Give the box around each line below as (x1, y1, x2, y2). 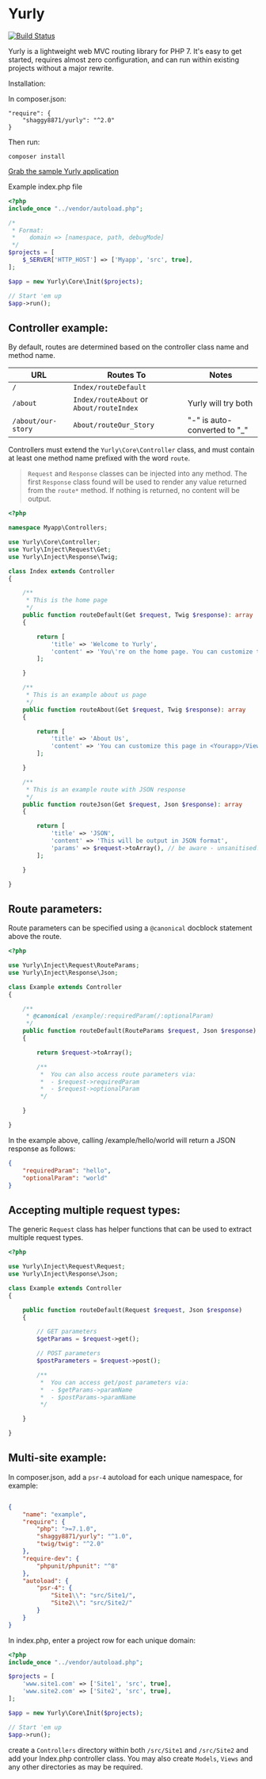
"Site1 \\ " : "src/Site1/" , (50, 1592, 136, 1600)
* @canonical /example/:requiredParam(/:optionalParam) (25, 1012, 215, 1020)
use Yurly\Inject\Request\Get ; (8, 545, 112, 553)
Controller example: (8, 321, 108, 334)
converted (187, 425, 226, 436)
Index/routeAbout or (73, 394, 149, 405)
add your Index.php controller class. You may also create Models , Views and (8, 1754, 253, 1763)
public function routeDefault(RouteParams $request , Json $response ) (22, 1027, 257, 1035)
